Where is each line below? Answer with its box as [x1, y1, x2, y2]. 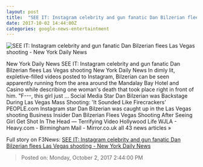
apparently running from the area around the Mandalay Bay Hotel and [6, 80, 179, 87]
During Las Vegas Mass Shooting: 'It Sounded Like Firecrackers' [6, 99, 167, 106]
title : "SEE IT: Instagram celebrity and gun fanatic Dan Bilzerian [6, 14, 185, 20]
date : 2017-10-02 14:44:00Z [6, 20, 77, 26]
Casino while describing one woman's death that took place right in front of [6, 86, 195, 93]
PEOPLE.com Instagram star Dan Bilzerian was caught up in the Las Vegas [6, 105, 192, 112]
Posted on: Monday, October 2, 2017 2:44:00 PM [21, 154, 143, 162]
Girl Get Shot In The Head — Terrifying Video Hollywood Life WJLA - [6, 118, 177, 125]
